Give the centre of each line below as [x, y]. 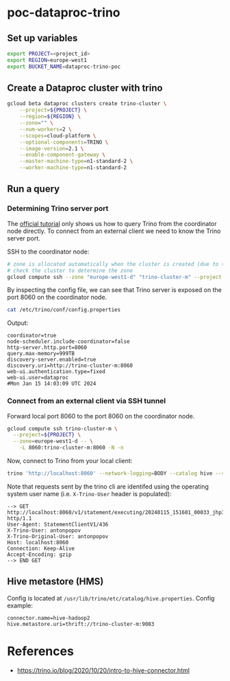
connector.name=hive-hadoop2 [49, 618]
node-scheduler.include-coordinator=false [68, 342]
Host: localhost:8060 [38, 542]
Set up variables [42, 38]
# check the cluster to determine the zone [70, 270]
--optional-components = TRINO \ [64, 142]
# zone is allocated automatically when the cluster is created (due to [113, 264]
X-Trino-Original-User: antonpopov [58, 536]
